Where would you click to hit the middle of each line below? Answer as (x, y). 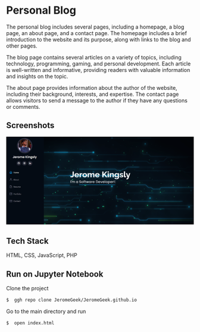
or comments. (23, 107)
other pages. (22, 46)
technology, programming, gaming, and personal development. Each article (99, 64)
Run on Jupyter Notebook (55, 274)
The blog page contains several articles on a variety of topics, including (94, 57)
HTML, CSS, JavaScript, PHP (42, 255)
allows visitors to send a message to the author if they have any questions (97, 100)
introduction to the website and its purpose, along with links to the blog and (99, 39)
